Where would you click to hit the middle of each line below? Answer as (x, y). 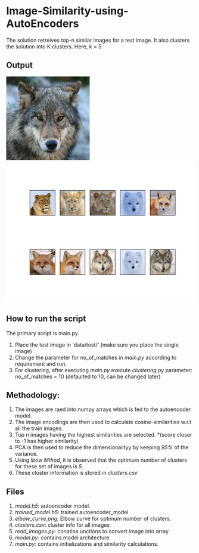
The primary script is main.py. (43, 333)
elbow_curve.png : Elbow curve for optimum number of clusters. (93, 519)
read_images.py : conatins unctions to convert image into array (91, 532)
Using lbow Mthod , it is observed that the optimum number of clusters (101, 460)
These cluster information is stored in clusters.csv (76, 473)
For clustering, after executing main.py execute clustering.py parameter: (103, 370)
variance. (26, 454)
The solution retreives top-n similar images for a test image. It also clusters (98, 40)
